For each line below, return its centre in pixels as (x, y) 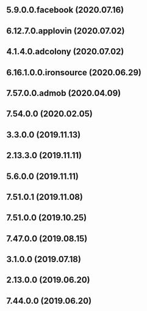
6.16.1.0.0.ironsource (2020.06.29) (74, 72)
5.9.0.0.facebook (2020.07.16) (65, 10)
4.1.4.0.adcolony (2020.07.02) (65, 52)
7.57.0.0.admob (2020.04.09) (63, 93)
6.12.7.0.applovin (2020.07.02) (66, 31)
